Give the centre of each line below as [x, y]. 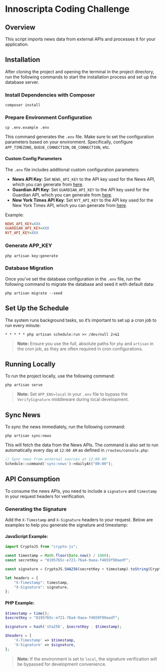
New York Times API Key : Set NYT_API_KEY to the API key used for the [82, 200]
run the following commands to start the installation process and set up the [81, 77]
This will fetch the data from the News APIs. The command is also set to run [82, 445]
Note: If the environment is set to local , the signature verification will [87, 659]
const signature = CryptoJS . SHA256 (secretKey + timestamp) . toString [77, 569]
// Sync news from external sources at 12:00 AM [56, 459]
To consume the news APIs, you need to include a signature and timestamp [81, 491]
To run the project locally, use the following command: [60, 376]
